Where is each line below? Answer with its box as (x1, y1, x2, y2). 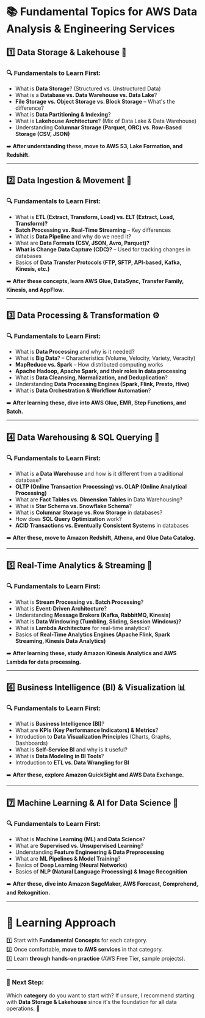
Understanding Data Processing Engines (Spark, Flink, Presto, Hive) (15, 381, 190, 388)
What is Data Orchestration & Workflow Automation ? (15, 387, 151, 394)
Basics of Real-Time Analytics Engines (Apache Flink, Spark (15, 631, 171, 638)
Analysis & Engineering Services (6, 22, 175, 36)
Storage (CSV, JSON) (15, 130, 70, 137)
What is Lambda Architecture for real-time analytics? (15, 624, 151, 631)
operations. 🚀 (6, 1005, 40, 1013)
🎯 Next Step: (6, 978, 45, 986)
